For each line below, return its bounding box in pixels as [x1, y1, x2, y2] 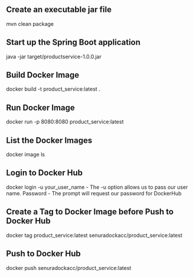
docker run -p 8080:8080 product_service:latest [6, 118, 124, 125]
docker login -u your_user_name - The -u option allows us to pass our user [6, 183, 188, 191]
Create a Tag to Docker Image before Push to [6, 207, 174, 217]
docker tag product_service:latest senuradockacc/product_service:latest [6, 232, 183, 239]
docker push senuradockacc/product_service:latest [6, 264, 131, 271]
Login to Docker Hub [6, 168, 83, 178]
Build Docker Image [6, 70, 80, 80]
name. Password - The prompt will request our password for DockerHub [6, 189, 182, 196]
